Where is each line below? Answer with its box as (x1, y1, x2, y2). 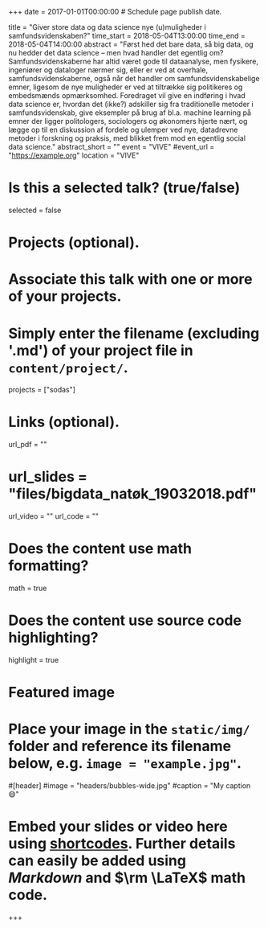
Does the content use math (8, 540, 193, 558)
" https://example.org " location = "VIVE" (8, 150, 140, 160)
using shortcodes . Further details (8, 835, 236, 853)
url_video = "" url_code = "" (8, 511, 99, 521)
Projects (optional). (8, 233, 140, 252)
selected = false (8, 205, 62, 215)
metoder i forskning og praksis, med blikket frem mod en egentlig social (8, 133, 246, 143)
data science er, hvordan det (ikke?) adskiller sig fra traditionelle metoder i (8, 100, 254, 109)
